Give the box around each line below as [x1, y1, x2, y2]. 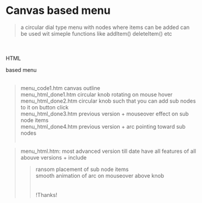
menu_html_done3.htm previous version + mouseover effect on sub [20, 110, 189, 117]
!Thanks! [35, 191, 58, 198]
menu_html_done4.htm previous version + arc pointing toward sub [20, 123, 186, 130]
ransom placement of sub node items [35, 166, 129, 173]
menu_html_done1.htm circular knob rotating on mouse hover [20, 91, 173, 98]
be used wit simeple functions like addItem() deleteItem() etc [20, 30, 172, 37]
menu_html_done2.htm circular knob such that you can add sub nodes [20, 97, 196, 105]
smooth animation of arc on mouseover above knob [35, 172, 165, 179]
